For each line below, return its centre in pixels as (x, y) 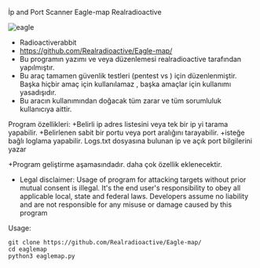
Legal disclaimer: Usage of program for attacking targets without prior (133, 179)
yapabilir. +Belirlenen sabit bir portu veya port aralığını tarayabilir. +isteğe (126, 132)
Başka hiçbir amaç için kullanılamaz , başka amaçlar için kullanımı (125, 84)
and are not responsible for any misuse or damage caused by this (126, 205)
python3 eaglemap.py (42, 256)
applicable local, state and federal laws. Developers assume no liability (134, 196)
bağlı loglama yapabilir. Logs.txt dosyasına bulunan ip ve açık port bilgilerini (130, 141)
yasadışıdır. (38, 92)
